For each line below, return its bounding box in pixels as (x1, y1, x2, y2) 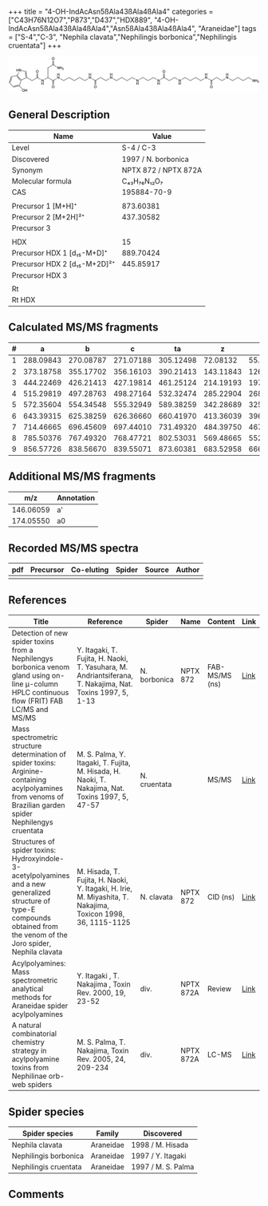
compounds (11, 913, 52, 923)
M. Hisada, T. (77, 866, 120, 876)
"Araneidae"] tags (198, 24, 257, 33)
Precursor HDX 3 (11, 271, 68, 280)
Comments (8, 1188, 65, 1201)
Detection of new (11, 628, 69, 638)
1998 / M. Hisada (131, 1140, 189, 1149)
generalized (11, 888, 51, 897)
